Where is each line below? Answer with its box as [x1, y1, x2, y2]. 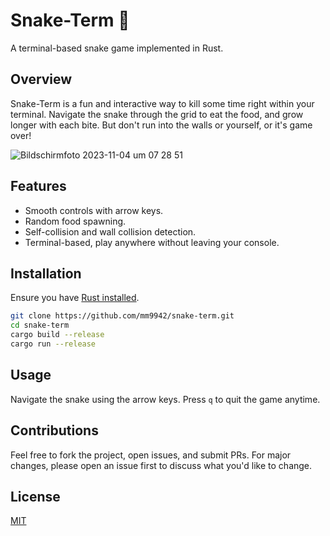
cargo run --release [10, 339, 97, 349]
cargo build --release [10, 330, 105, 340]
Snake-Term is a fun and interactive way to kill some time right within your [10, 97, 315, 109]
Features [10, 178, 67, 195]
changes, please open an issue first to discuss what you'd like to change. [10, 459, 313, 471]
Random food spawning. [24, 215, 127, 227]
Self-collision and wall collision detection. [24, 225, 197, 238]
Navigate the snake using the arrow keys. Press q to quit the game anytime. [10, 393, 321, 405]
